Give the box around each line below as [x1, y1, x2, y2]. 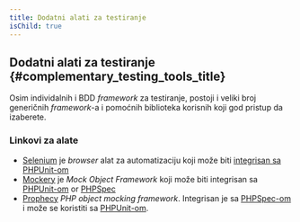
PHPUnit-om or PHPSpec [22, 183, 117, 194]
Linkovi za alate [9, 134, 79, 147]
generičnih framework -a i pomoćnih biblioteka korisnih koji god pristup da [9, 102, 283, 113]
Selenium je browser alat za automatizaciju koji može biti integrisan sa [22, 155, 281, 165]
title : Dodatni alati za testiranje [9, 13, 146, 22]
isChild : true [9, 22, 63, 31]
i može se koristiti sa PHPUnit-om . [22, 202, 149, 213]
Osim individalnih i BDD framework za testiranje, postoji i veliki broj [9, 93, 257, 103]
